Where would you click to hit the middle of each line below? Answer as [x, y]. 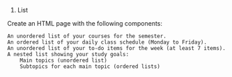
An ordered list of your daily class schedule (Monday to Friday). [107, 42]
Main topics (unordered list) [64, 60]
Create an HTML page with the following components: [85, 23]
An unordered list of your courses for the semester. [87, 36]
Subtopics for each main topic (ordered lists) [90, 67]
